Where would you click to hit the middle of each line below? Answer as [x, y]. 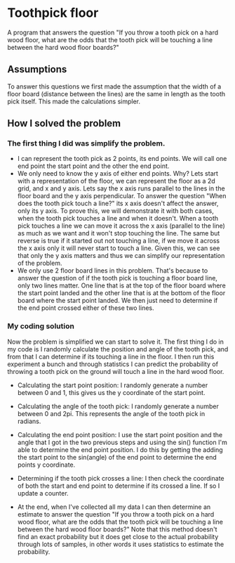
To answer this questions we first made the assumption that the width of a [114, 86]
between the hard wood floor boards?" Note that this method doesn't [117, 529]
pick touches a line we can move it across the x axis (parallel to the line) [121, 226]
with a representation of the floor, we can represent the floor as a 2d [116, 181]
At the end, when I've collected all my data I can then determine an [114, 507]
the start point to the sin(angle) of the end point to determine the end [117, 457]
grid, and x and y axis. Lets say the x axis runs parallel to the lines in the [121, 188]
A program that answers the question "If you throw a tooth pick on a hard [113, 32]
